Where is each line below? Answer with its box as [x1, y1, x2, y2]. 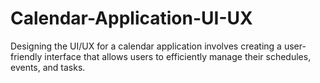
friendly [10, 50, 43, 62]
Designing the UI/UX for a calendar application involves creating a [10, 40, 282, 52]
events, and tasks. [10, 61, 86, 73]
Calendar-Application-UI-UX [10, 7, 253, 30]
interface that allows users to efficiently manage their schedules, [44, 50, 312, 62]
